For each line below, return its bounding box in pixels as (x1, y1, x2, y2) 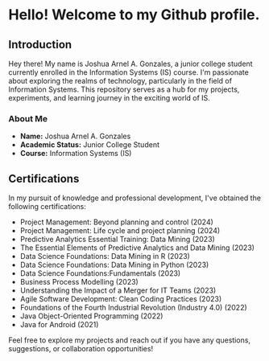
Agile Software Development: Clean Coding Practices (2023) (19, 294, 222, 304)
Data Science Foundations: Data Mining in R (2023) (19, 252, 191, 261)
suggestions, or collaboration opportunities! (8, 344, 154, 354)
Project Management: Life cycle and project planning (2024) (19, 226, 221, 236)
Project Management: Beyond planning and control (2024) (19, 217, 213, 227)
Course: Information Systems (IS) (19, 149, 132, 158)
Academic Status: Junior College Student (19, 140, 159, 150)
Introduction (8, 38, 72, 51)
